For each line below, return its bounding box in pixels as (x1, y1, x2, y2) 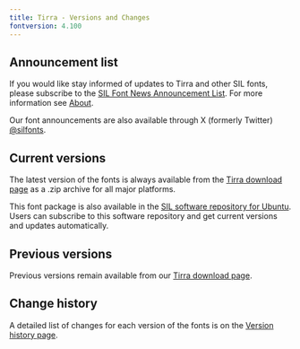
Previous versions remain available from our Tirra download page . (9, 270, 253, 281)
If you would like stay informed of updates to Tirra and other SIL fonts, (9, 78, 269, 90)
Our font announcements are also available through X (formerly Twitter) (9, 115, 273, 126)
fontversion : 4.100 (9, 22, 82, 31)
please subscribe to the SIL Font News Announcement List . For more (9, 88, 263, 99)
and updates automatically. (9, 221, 109, 231)
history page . (9, 329, 58, 340)
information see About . (9, 98, 94, 109)
